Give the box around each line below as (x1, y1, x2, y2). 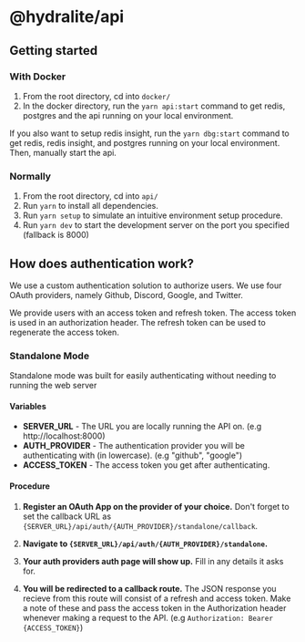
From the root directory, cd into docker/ (22, 90, 171, 101)
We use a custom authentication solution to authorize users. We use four (9, 280, 282, 291)
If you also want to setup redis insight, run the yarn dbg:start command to (9, 128, 290, 139)
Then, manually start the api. (9, 147, 117, 158)
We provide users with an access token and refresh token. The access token (9, 307, 297, 318)
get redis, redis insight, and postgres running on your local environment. (9, 137, 280, 148)
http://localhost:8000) (22, 430, 107, 441)
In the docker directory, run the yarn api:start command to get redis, (22, 100, 286, 111)
